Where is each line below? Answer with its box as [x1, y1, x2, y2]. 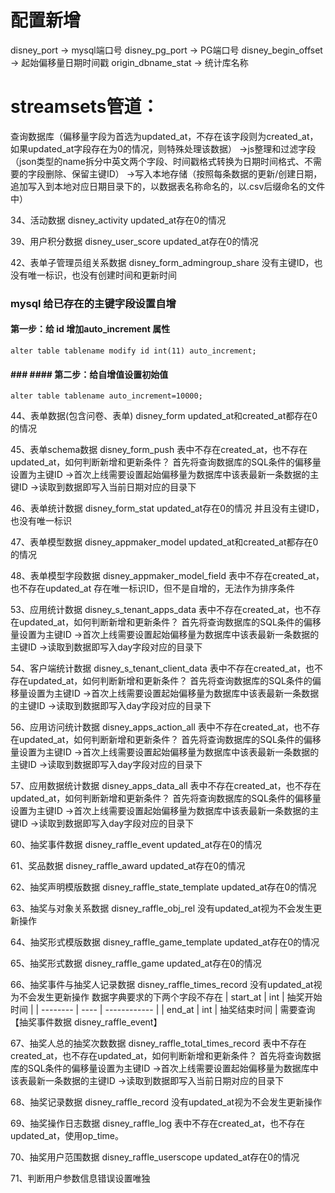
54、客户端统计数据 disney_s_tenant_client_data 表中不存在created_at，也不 [10, 662, 323, 675]
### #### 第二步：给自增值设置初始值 [10, 368, 169, 380]
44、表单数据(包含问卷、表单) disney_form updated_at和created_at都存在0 [10, 410, 318, 422]
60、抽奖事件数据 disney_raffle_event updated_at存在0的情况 [10, 839, 263, 851]
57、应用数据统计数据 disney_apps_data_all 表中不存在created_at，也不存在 [10, 780, 322, 792]
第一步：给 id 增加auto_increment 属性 [10, 323, 171, 335]
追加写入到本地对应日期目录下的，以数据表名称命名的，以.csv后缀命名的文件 [10, 180, 326, 192]
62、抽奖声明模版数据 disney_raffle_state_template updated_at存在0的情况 [10, 881, 317, 893]
